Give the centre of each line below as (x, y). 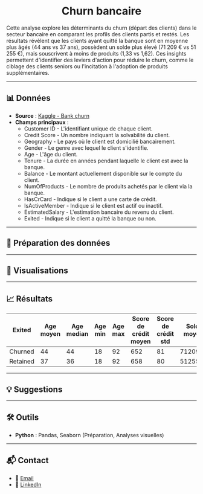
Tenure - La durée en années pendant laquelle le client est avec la (106, 161)
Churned (22, 351)
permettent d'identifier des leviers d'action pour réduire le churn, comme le (100, 60)
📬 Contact (27, 460)
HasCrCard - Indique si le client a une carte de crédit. (90, 199)
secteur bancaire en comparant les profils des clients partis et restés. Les (98, 34)
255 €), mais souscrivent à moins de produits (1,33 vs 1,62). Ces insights (96, 53)
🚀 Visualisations (37, 270)
